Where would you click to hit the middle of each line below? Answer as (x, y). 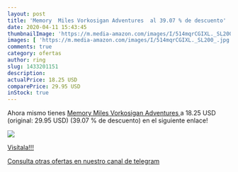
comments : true (30, 47)
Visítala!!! (21, 148)
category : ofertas (34, 54)
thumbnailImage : (31, 34)
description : (27, 73)
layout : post (27, 14)
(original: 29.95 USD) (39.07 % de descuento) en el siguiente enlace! (108, 120)
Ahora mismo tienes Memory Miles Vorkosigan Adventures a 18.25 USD (112, 113)
